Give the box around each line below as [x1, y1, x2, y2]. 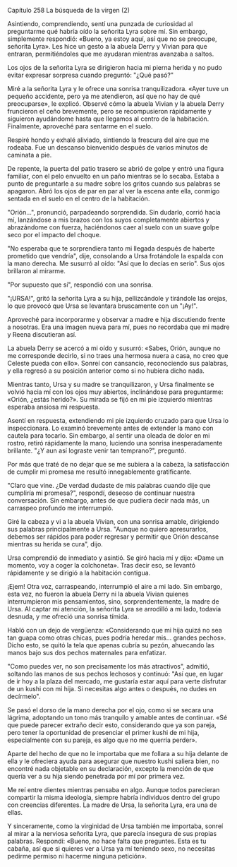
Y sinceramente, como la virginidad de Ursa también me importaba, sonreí [7, 822, 224, 830]
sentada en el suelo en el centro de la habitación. [7, 194, 150, 203]
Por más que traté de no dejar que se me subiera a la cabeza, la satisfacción [7, 460, 230, 468]
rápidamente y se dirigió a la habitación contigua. [7, 568, 151, 577]
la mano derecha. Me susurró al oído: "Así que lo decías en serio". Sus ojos [7, 259, 226, 268]
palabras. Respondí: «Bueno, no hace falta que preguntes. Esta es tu [7, 837, 207, 845]
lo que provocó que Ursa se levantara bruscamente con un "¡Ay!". [7, 301, 198, 310]
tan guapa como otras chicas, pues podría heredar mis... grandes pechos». [7, 633, 226, 642]
